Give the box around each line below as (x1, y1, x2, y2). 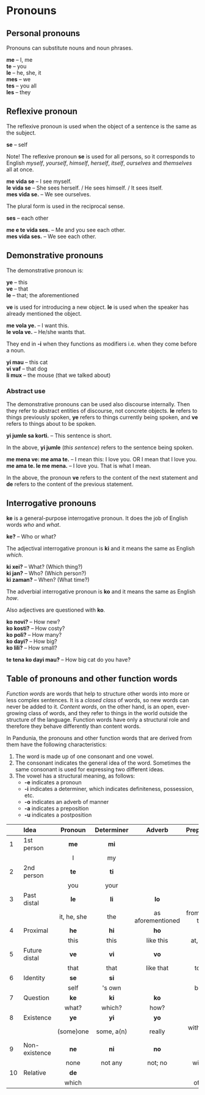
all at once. (6, 166, 34, 173)
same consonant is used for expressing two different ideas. (15, 765, 165, 773)
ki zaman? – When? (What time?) (6, 576, 90, 583)
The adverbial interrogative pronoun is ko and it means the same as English (6, 588, 196, 595)
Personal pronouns (6, 28, 81, 39)
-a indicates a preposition (24, 804, 89, 812)
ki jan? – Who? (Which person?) (6, 570, 87, 577)
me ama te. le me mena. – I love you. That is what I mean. (6, 462, 151, 469)
